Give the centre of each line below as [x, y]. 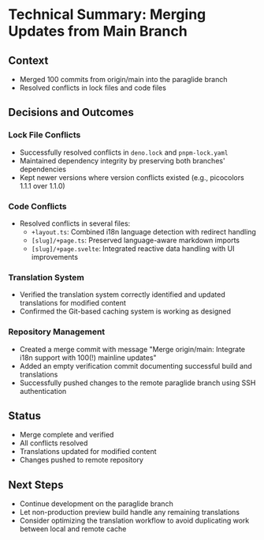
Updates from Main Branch [98, 31]
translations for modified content [73, 303]
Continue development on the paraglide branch [96, 504]
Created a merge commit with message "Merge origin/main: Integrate [132, 349]
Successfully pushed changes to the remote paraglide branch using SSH [138, 382]
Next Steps [36, 484]
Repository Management [57, 332]
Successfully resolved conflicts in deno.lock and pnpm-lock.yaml [124, 152]
